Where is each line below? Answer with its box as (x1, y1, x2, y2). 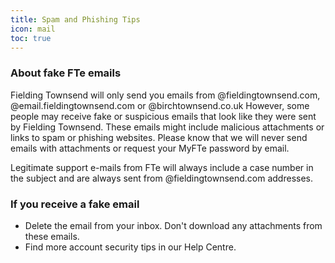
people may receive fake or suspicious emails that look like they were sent (10, 110, 317, 122)
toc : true (10, 33, 52, 43)
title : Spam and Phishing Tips (10, 14, 141, 25)
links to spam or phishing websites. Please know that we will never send (10, 131, 308, 143)
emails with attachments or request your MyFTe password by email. (10, 142, 290, 154)
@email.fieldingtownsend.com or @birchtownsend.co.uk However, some (10, 99, 310, 111)
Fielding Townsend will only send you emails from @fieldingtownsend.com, (10, 89, 321, 101)
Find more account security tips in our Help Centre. (24, 241, 237, 253)
